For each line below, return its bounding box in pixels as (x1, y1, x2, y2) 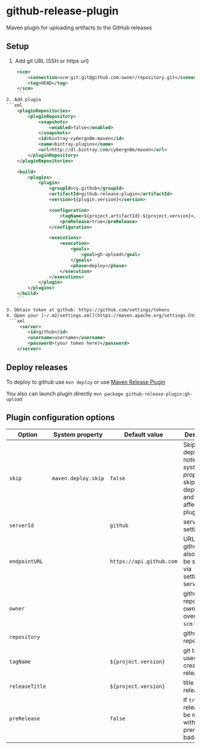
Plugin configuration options (6, 413, 115, 423)
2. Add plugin (6, 97, 42, 103)
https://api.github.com (109, 558, 178, 565)
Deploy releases (6, 362, 68, 372)
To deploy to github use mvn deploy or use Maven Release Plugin (6, 378, 166, 386)
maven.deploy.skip (51, 475, 105, 481)
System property (53, 430, 103, 438)
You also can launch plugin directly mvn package (6, 390, 124, 397)
